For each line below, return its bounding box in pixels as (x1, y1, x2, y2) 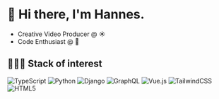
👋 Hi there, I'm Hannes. (7, 6, 145, 23)
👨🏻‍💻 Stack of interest (7, 58, 102, 70)
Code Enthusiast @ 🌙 (17, 37, 80, 45)
